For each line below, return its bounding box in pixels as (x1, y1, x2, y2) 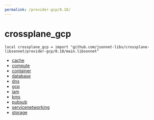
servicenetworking (11, 104, 50, 110)
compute (11, 62, 30, 69)
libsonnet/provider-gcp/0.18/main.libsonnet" (4, 48, 99, 54)
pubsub (11, 99, 27, 105)
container (11, 68, 31, 73)
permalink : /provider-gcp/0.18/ (4, 7, 71, 12)
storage (11, 109, 27, 115)
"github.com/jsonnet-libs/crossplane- (70, 45, 150, 49)
